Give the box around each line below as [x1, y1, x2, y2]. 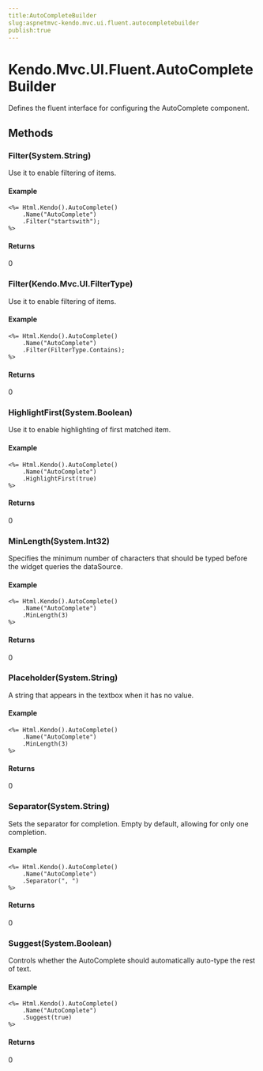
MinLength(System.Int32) [8, 535, 111, 546]
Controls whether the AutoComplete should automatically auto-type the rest [8, 955, 255, 966]
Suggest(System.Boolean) [8, 937, 112, 948]
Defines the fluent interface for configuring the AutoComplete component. [8, 104, 250, 113]
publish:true [8, 26, 51, 34]
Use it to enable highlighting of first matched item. [8, 425, 171, 435]
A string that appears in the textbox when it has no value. [8, 690, 194, 700]
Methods [8, 126, 54, 139]
